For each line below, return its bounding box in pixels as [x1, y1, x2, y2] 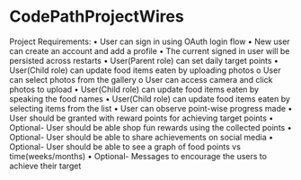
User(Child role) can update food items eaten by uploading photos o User [9, 65, 281, 76]
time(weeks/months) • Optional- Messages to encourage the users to [9, 150, 268, 161]
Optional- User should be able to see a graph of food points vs [9, 141, 241, 152]
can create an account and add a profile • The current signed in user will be [9, 45, 290, 56]
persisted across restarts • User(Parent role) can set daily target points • [9, 55, 279, 66]
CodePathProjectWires [9, 6, 184, 27]
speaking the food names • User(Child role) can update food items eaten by [9, 93, 290, 104]
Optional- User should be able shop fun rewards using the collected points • [9, 121, 292, 132]
